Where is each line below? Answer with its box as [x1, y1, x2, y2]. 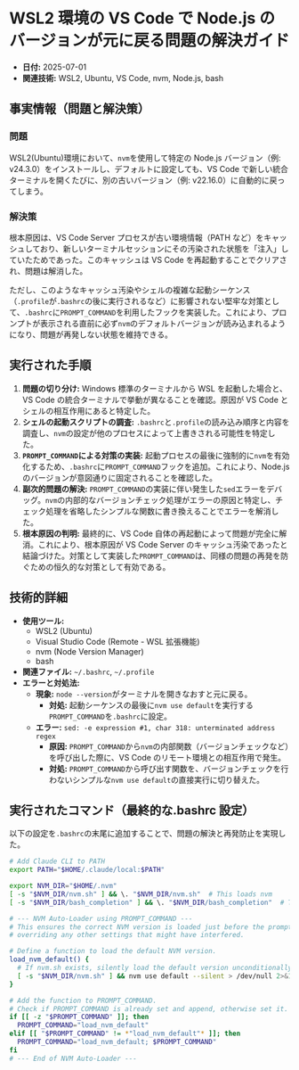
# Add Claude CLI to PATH [9, 857, 105, 866]
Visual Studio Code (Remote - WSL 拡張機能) [35, 636, 200, 646]
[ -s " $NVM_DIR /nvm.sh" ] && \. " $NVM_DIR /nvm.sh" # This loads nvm [9, 889, 273, 899]
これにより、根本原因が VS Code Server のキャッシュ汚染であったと [37, 539, 288, 549]
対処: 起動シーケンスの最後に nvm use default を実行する [48, 699, 254, 710]
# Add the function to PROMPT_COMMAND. [9, 996, 158, 1005]
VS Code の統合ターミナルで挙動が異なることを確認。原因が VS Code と [21, 394, 289, 405]
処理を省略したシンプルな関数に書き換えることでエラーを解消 [45, 506, 271, 516]
